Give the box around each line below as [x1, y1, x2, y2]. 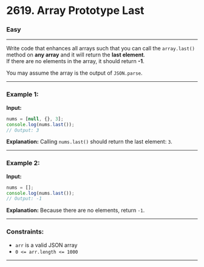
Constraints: [6, 228, 44, 236]
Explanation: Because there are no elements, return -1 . [6, 207, 145, 214]
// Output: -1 [6, 195, 42, 202]
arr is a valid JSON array [15, 241, 78, 249]
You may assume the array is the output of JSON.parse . [6, 69, 143, 76]
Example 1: [6, 90, 39, 99]
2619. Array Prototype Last [6, 4, 144, 18]
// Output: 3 [6, 127, 39, 133]
